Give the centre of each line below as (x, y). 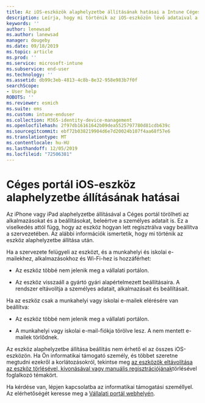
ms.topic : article (30, 52)
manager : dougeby (28, 40)
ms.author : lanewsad (33, 35)
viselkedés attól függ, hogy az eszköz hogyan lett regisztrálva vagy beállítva (102, 227)
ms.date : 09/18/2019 (33, 46)
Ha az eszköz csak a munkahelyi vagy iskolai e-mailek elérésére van (92, 301)
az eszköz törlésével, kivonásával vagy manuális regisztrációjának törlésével (102, 369)
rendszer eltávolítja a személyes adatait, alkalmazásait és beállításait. (102, 289)
